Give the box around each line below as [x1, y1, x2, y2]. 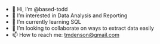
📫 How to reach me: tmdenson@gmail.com [11, 32, 119, 38]
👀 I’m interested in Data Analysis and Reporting [11, 12, 128, 19]
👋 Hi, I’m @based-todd [11, 6, 68, 12]
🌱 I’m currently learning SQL [11, 18, 82, 25]
